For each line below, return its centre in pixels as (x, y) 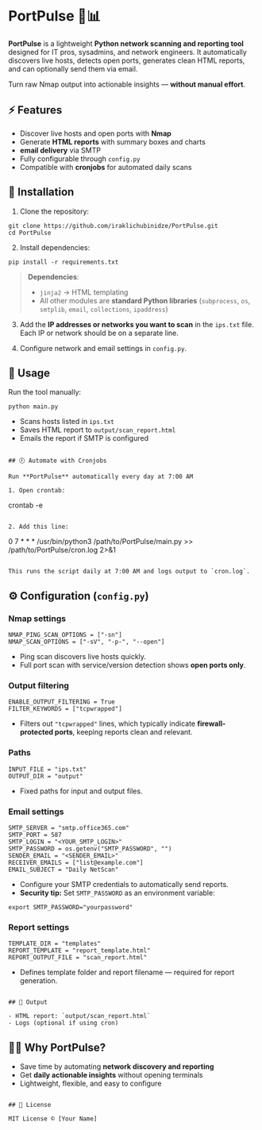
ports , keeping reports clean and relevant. (123, 732)
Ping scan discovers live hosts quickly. (83, 657)
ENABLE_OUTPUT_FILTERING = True (62, 702)
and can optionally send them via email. (73, 68)
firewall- (212, 723)
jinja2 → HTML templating (84, 292)
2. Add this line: (39, 527)
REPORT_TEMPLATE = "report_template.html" (79, 951)
